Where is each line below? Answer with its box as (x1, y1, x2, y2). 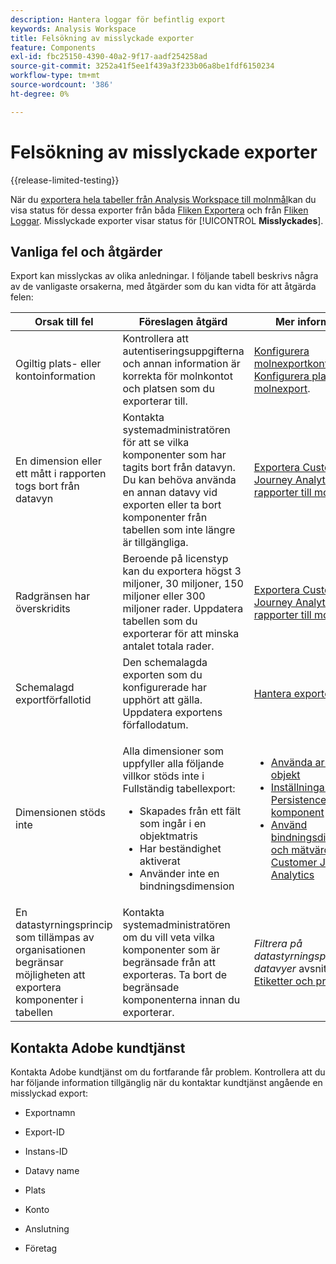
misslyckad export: (10, 1087, 89, 1100)
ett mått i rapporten (15, 467, 107, 481)
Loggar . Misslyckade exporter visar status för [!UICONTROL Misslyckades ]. (10, 214, 324, 226)
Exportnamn (24, 1107, 76, 1119)
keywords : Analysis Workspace (10, 24, 137, 34)
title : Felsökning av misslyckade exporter (10, 33, 195, 43)
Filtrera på (253, 937, 303, 951)
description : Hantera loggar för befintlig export (10, 14, 226, 25)
